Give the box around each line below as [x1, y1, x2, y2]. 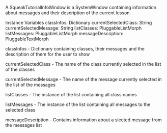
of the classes [5, 66, 35, 72]
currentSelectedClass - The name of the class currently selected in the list [5, 61, 161, 67]
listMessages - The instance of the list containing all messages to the [5, 101, 151, 108]
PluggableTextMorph [5, 36, 49, 42]
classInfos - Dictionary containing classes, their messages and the [5, 46, 145, 51]
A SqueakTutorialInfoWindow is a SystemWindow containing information [5, 5, 157, 10]
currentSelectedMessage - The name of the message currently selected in [5, 76, 162, 82]
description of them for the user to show [5, 51, 90, 57]
